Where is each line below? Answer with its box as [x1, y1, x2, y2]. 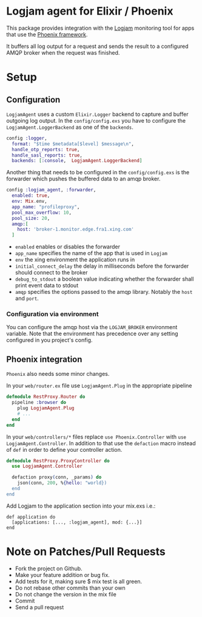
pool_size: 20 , [12, 215, 50, 221]
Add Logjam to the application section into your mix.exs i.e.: [6, 502, 156, 510]
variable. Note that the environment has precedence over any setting [6, 330, 178, 338]
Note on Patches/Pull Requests [6, 545, 166, 558]
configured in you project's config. [6, 336, 93, 344]
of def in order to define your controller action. [6, 446, 123, 453]
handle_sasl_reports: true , [12, 152, 83, 159]
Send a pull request [15, 603, 64, 611]
